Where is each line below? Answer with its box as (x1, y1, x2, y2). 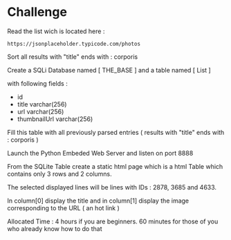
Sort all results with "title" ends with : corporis (7, 53, 138, 61)
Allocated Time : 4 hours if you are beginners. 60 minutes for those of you (7, 217, 219, 225)
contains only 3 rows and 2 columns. (7, 169, 112, 178)
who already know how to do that (7, 224, 102, 232)
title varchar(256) (17, 100, 67, 108)
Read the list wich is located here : (7, 27, 105, 35)
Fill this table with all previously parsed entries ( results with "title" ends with (7, 128, 225, 136)
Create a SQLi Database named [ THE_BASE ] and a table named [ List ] (7, 66, 211, 74)
